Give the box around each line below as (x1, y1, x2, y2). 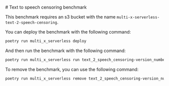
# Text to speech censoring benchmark (5, 4, 87, 10)
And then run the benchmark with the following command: (5, 47, 126, 53)
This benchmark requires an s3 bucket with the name (5, 14, 116, 19)
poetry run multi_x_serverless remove (5, 76, 87, 81)
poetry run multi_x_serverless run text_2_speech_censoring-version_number (5, 57, 167, 62)
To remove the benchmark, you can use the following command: (5, 66, 139, 72)
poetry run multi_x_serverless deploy (5, 38, 87, 43)
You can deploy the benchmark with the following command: (5, 29, 131, 34)
